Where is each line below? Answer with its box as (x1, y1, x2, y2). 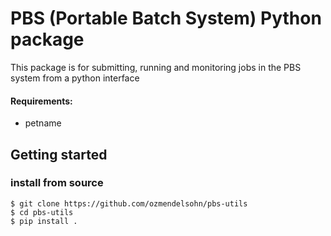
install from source (10, 176, 104, 190)
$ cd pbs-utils (10, 207, 74, 217)
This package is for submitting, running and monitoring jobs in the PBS (10, 61, 302, 73)
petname (24, 117, 62, 129)
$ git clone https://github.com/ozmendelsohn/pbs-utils (10, 198, 248, 209)
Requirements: (10, 95, 73, 107)
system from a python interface (10, 72, 140, 84)
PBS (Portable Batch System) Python (10, 7, 322, 30)
